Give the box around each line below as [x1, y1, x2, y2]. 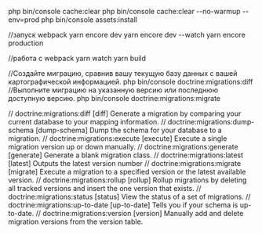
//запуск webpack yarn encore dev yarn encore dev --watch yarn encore [8, 31, 246, 39]
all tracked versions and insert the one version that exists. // [8, 184, 202, 193]
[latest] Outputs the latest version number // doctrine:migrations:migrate [8, 159, 242, 167]
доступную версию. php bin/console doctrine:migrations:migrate [8, 94, 221, 103]
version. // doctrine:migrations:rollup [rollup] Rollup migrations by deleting [8, 175, 247, 185]
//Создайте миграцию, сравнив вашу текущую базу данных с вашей [8, 69, 238, 77]
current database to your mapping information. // [8, 117, 166, 126]
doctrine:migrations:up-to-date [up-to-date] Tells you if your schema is [8, 200, 238, 210]
